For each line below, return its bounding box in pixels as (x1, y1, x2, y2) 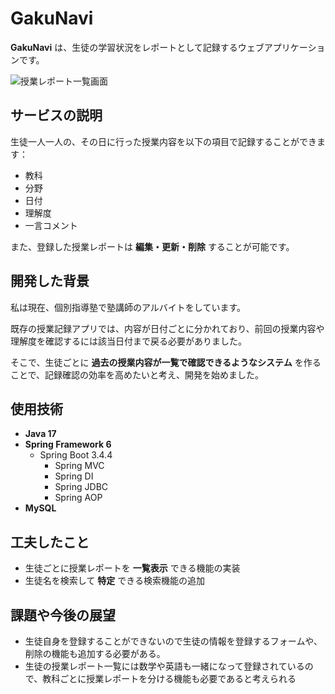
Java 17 (24, 428, 57, 440)
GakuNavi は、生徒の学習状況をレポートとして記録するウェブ (10, 41, 265, 53)
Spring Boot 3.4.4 (39, 449, 113, 461)
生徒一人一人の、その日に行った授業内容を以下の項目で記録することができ (10, 135, 317, 147)
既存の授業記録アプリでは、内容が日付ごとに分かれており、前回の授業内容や (10, 322, 325, 334)
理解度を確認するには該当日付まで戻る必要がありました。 (10, 335, 247, 347)
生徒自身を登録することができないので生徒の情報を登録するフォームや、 (24, 635, 323, 647)
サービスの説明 (10, 107, 103, 124)
